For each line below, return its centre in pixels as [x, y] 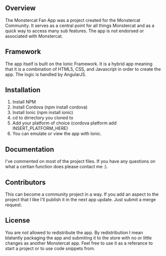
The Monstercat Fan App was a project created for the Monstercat [73, 20]
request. [14, 205]
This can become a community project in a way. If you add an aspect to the [82, 194]
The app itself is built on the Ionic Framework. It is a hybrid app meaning [79, 64]
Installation [23, 90]
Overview [21, 8]
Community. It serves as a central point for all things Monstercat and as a [80, 25]
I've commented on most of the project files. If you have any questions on [80, 161]
